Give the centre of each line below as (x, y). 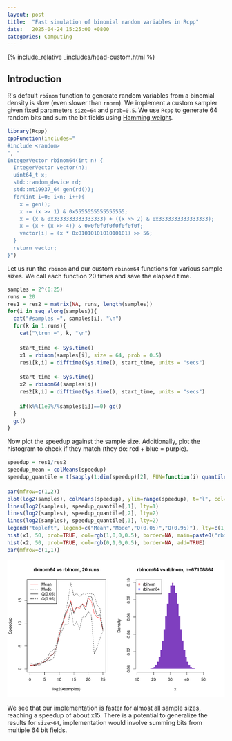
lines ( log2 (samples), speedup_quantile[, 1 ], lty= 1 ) (83, 506)
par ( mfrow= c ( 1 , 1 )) (33, 550)
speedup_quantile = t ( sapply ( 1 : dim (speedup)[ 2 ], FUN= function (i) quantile (117, 477)
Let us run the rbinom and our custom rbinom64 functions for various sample (115, 268)
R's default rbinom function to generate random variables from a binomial (111, 96)
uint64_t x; (31, 175)
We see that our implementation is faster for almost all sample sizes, (104, 708)
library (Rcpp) (28, 132)
